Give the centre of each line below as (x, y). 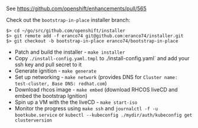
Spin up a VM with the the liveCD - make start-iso (76, 102)
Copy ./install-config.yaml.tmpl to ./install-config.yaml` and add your (102, 58)
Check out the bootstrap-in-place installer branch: (68, 20)
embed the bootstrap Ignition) (51, 96)
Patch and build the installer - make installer (70, 52)
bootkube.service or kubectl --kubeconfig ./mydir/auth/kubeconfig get (103, 115)
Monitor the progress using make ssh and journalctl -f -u (86, 108)
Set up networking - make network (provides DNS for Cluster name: (96, 77)
